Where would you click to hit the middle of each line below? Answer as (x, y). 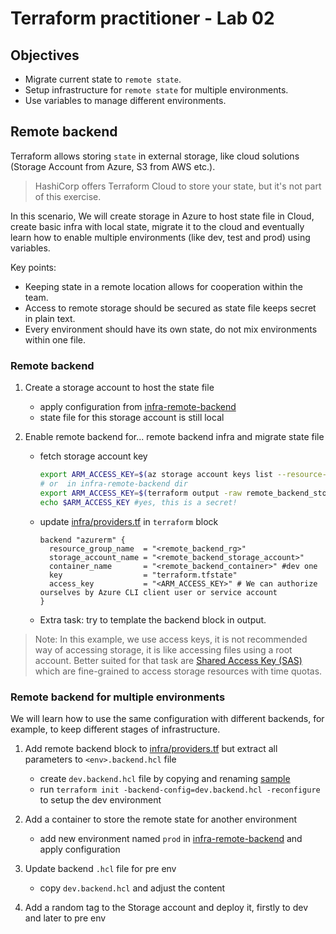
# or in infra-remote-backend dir (113, 483)
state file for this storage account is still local (132, 418)
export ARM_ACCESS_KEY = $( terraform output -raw (140, 493)
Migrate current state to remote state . (103, 79)
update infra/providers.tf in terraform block (129, 521)
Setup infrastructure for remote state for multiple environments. (156, 90)
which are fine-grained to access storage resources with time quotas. (178, 671)
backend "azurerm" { (82, 540)
